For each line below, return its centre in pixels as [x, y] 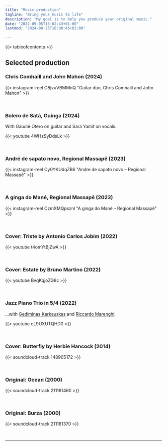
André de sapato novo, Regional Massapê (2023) [65, 159]
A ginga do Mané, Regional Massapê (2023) [59, 198]
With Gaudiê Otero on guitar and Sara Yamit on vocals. [61, 126]
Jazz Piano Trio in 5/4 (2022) [41, 303]
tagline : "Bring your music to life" [44, 14]
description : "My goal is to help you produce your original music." [79, 19]
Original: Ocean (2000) [34, 380]
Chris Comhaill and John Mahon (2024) [54, 77]
